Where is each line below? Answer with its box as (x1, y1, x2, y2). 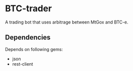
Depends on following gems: (5, 46, 63, 52)
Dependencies (5, 33, 51, 42)
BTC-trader (5, 3, 52, 14)
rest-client (12, 61, 33, 67)
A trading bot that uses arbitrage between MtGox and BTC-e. (5, 19, 129, 25)
